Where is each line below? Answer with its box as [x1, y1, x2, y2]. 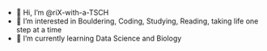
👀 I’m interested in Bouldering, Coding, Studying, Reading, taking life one [15, 16, 259, 26]
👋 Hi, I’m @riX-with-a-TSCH [15, 8, 109, 17]
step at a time [15, 25, 62, 34]
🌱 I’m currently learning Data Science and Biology [15, 33, 182, 43]
